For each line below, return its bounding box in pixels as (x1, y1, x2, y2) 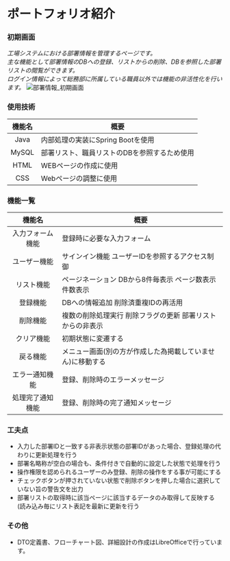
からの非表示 (62, 321, 104, 331)
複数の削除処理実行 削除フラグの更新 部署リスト (62, 311, 217, 321)
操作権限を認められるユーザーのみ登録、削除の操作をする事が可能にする (16, 468, 221, 476)
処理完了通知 (12, 393, 54, 403)
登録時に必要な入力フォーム (62, 234, 151, 243)
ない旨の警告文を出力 (23, 485, 84, 493)
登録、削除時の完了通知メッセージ (62, 398, 172, 408)
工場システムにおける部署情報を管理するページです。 (7, 49, 156, 58)
